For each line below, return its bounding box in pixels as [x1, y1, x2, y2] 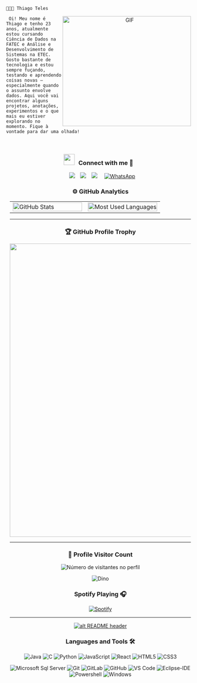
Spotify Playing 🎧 [74, 590, 127, 599]
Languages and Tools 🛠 [65, 637, 135, 645]
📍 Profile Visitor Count [68, 550, 133, 559]
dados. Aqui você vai [6, 93, 59, 99]
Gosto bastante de [6, 57, 51, 63]
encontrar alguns [6, 98, 49, 104]
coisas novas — [6, 77, 43, 83]
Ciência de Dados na [6, 36, 57, 42]
